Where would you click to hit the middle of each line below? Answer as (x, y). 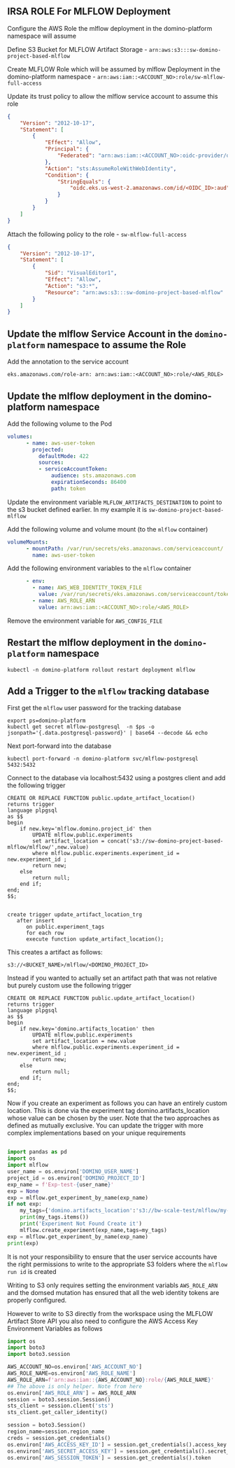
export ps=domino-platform (47, 721)
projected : (48, 450)
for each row (45, 933)
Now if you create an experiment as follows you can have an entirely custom (117, 1103)
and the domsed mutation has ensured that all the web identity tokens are (113, 1292)
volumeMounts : (28, 542)
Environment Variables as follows (55, 1328)
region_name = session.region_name (56, 1432)
